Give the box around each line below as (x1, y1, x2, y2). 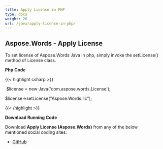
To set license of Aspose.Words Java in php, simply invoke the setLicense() (5, 52, 159, 58)
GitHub (12, 139, 27, 145)
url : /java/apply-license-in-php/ (5, 21, 76, 26)
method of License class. (5, 58, 56, 63)
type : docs (5, 12, 28, 17)
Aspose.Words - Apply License (5, 39, 103, 47)
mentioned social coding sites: (5, 129, 67, 135)
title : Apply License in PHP (5, 7, 65, 12)
